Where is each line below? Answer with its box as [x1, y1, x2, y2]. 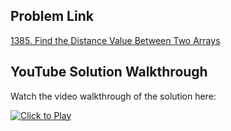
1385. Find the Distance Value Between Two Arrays [10, 34, 221, 46]
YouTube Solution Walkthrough [10, 64, 208, 81]
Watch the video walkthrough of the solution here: [10, 90, 217, 102]
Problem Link [10, 8, 94, 25]
